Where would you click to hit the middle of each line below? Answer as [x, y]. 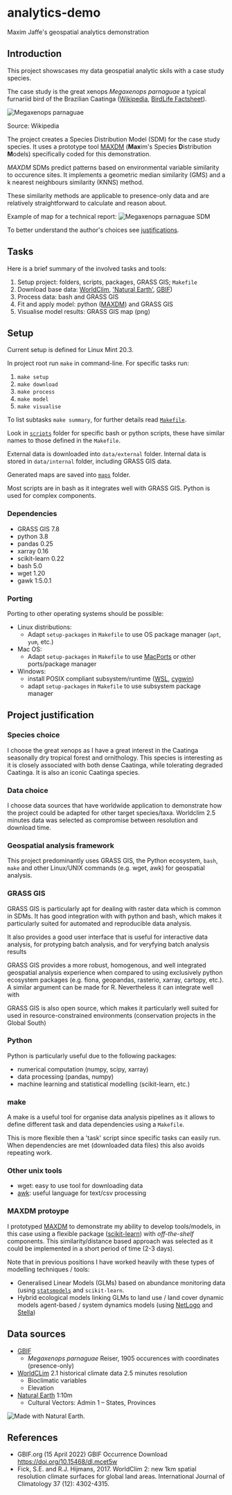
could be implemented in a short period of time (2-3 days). [91, 1248]
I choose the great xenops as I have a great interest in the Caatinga [103, 750]
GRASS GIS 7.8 [38, 528]
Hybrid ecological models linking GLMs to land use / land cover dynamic [121, 1297]
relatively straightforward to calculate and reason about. [87, 203]
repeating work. [30, 1153]
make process [36, 392]
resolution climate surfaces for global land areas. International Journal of [121, 1476]
